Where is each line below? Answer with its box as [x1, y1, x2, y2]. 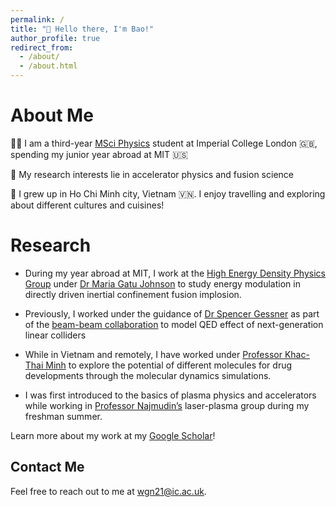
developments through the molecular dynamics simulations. [24, 369, 272, 381]
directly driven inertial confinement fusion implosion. [24, 288, 242, 300]
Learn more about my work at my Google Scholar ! [10, 429, 216, 441]
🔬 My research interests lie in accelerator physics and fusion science [10, 168, 294, 180]
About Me [10, 104, 94, 127]
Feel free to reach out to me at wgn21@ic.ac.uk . [10, 485, 207, 497]
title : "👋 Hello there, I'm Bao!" [10, 24, 155, 34]
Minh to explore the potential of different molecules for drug [45, 359, 293, 371]
